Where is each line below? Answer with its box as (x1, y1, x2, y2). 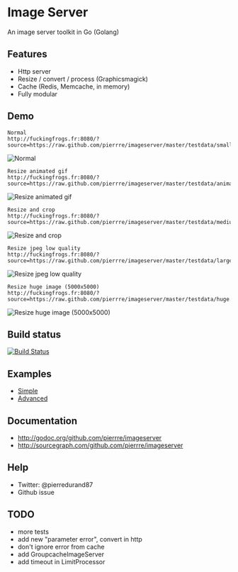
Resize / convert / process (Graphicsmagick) (17, 74, 149, 83)
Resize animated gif (7, 167, 69, 174)
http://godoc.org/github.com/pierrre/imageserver (17, 434, 162, 442)
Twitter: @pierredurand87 (17, 480, 93, 489)
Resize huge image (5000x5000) (7, 283, 100, 291)
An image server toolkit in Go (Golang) (7, 28, 119, 36)
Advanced (17, 394, 48, 403)
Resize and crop (7, 206, 55, 213)
